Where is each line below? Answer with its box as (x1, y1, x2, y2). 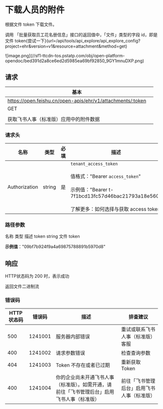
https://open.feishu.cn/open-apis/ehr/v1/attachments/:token (7, 97, 147, 104)
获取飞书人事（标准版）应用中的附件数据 (7, 116, 100, 122)
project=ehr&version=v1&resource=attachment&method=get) (5, 43, 128, 49)
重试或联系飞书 (121, 326, 156, 333)
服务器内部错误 (55, 333, 90, 340)
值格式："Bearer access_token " (70, 173, 141, 180)
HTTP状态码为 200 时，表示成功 (5, 273, 69, 279)
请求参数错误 (55, 350, 85, 357)
